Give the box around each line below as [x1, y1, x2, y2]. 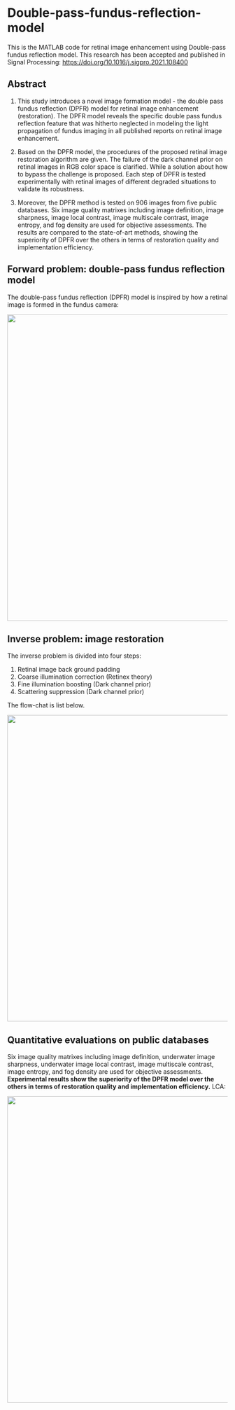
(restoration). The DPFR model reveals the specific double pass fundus [17, 111, 222, 120]
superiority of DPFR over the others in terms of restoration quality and [17, 235, 219, 244]
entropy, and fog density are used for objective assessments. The [17, 221, 207, 229]
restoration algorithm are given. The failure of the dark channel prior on [17, 155, 223, 163]
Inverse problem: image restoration [7, 633, 164, 645]
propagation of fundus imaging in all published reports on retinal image [17, 126, 222, 134]
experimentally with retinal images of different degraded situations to [17, 177, 217, 186]
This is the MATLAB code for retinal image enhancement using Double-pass [7, 43, 226, 51]
